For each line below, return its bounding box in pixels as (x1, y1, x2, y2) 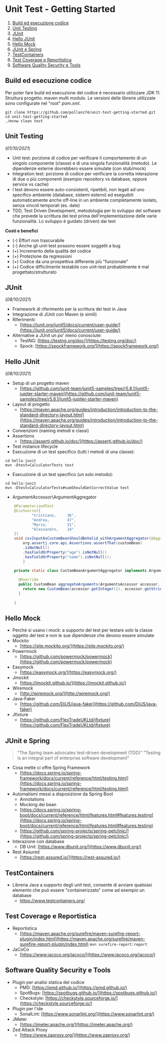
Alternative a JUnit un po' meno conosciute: (12, 333, 102, 339)
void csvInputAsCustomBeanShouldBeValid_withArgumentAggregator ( (14, 536, 152, 541)
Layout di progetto (12, 401, 50, 408)
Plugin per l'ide (12, 1005, 43, 1011)
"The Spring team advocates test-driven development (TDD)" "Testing (17, 750, 161, 756)
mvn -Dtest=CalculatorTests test (5, 463, 74, 468)
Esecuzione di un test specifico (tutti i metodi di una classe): (12, 449, 135, 455)
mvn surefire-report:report (89, 942, 148, 947)
